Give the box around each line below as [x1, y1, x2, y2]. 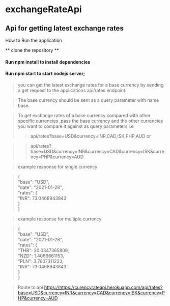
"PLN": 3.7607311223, [17, 258, 64, 264]
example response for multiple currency [17, 215, 102, 222]
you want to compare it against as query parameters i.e [17, 123, 134, 129]
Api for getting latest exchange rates [5, 24, 124, 33]
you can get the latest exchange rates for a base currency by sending [17, 81, 164, 88]
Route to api [17, 284, 43, 290]
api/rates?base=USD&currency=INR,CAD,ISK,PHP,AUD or [30, 133, 151, 139]
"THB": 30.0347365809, [17, 247, 69, 253]
